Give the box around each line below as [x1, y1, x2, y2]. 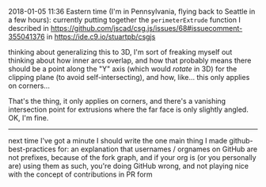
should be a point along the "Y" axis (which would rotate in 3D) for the [8, 64, 237, 74]
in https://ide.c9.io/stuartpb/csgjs [46, 32, 156, 41]
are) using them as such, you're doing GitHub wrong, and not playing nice [8, 162, 249, 170]
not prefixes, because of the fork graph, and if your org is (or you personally [8, 153, 256, 162]
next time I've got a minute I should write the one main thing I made [8, 136, 228, 145]
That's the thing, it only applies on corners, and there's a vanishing [8, 97, 226, 105]
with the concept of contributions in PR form [8, 170, 153, 179]
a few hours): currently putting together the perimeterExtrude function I [8, 15, 241, 25]
